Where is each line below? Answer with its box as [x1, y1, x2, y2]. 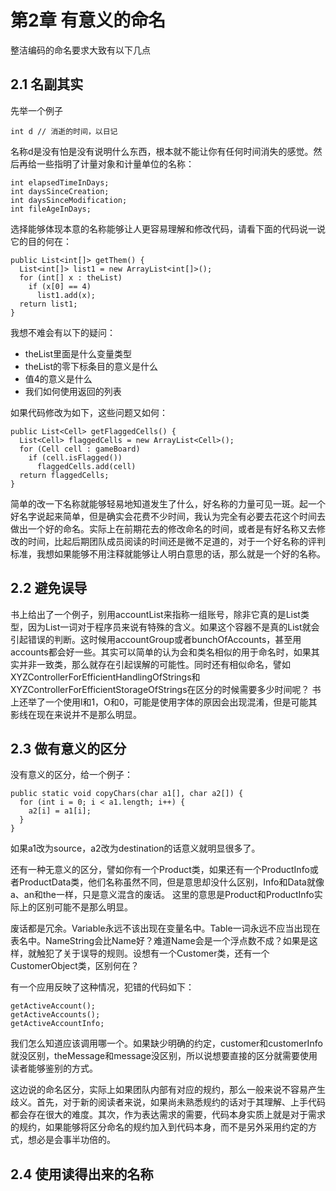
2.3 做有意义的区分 [10, 740, 127, 757]
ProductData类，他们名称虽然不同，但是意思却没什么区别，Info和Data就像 [18, 876, 325, 888]
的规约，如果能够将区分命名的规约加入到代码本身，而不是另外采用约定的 [10, 1121, 308, 1133]
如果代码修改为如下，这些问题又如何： [10, 406, 168, 418]
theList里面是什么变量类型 [24, 347, 133, 360]
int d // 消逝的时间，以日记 [10, 126, 118, 136]
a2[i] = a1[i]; [28, 806, 92, 816]
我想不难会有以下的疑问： [10, 326, 116, 338]
